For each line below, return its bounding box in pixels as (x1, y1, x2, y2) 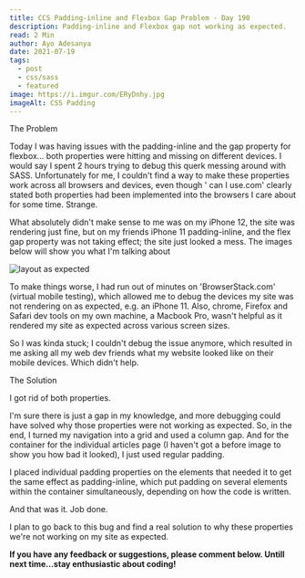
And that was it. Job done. (9, 504, 108, 515)
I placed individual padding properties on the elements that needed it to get (9, 467, 292, 478)
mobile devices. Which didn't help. (9, 357, 139, 368)
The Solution (9, 375, 57, 386)
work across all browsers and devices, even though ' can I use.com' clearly (9, 180, 292, 191)
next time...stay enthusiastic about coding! (9, 559, 177, 570)
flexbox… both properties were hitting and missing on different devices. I (9, 151, 282, 162)
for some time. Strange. (9, 199, 98, 210)
